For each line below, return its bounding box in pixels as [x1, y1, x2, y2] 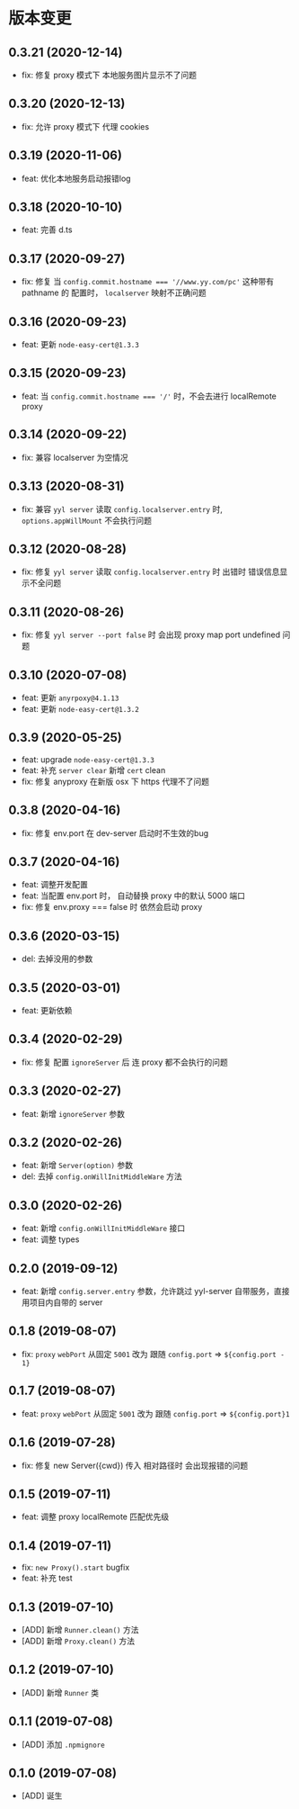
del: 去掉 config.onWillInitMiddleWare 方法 [21, 1171, 183, 1182]
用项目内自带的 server [21, 1297, 103, 1308]
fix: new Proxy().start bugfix [21, 1562, 130, 1573]
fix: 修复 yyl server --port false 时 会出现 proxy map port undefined [21, 629, 280, 640]
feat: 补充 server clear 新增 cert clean [21, 764, 166, 775]
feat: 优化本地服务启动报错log [21, 173, 131, 184]
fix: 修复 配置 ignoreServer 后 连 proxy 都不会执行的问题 [21, 1057, 228, 1067]
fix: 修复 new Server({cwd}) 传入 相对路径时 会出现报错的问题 [21, 1460, 249, 1471]
